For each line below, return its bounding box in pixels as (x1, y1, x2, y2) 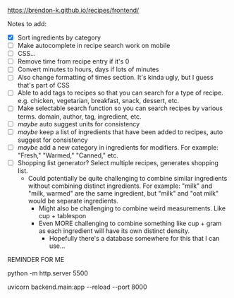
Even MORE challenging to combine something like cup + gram (38, 219, 222, 227)
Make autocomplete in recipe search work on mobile (17, 42, 171, 50)
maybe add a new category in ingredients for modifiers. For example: (17, 143, 218, 151)
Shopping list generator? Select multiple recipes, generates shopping (17, 158, 218, 167)
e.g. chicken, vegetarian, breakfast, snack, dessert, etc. (17, 97, 180, 105)
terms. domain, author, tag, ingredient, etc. (17, 112, 142, 121)
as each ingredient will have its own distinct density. (38, 226, 190, 235)
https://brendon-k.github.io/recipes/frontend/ (7, 6, 140, 14)
